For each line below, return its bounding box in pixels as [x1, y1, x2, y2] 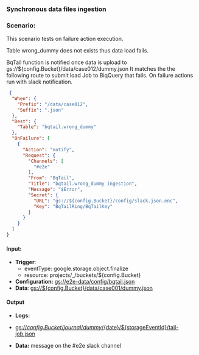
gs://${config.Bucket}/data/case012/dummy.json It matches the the [6, 65, 175, 73]
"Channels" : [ [28, 158, 64, 164]
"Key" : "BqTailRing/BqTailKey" [33, 203, 113, 209]
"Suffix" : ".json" [17, 107, 64, 113]
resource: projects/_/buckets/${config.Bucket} [24, 271, 141, 279]
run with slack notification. [6, 78, 73, 85]
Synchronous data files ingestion [6, 5, 106, 13]
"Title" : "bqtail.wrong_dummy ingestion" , [28, 181, 138, 187]
